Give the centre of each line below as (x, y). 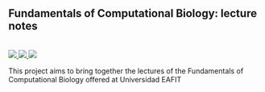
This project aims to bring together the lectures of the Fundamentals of (126, 71)
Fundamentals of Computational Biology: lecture (133, 13)
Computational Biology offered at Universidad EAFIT (95, 79)
